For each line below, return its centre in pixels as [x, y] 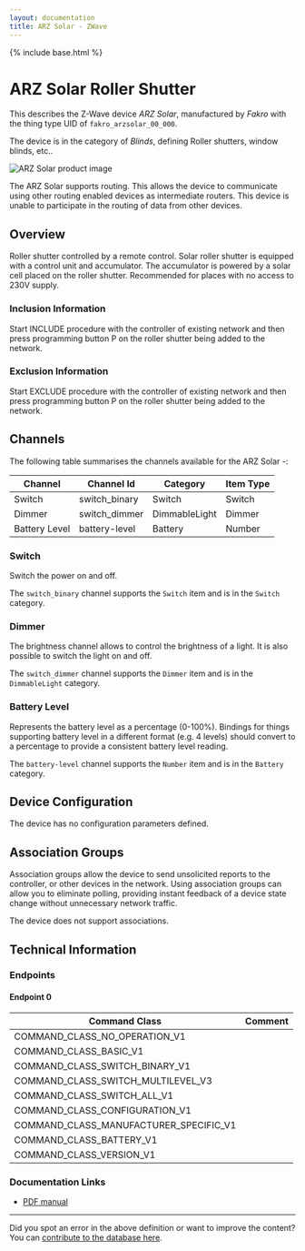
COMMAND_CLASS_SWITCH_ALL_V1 [94, 1095]
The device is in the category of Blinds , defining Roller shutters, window [144, 141]
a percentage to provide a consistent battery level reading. [119, 746]
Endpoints [33, 975]
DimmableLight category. [55, 683]
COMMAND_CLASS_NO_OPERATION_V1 [100, 1036]
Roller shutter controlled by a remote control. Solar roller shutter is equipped [152, 257]
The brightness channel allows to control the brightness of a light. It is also [149, 646]
